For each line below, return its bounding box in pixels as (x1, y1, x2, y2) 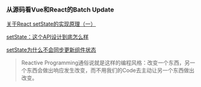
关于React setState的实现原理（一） (6, 20, 96, 28)
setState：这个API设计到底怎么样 (6, 33, 89, 41)
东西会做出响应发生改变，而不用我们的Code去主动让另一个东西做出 (26, 67, 195, 74)
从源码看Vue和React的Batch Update (6, 5, 114, 13)
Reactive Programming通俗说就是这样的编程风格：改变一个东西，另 (21, 59, 190, 66)
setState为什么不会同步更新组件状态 (6, 46, 97, 54)
